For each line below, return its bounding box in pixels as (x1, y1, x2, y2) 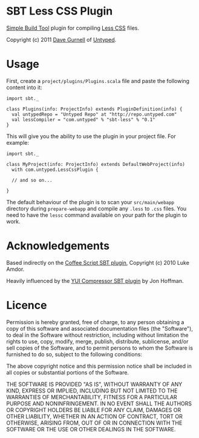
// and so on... (11, 177, 53, 183)
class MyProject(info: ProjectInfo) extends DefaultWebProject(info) (6, 161, 186, 167)
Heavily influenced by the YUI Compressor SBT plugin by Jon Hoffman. (6, 277, 184, 284)
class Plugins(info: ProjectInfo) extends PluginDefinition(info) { (6, 106, 183, 112)
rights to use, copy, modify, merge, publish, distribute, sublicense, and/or (6, 337, 189, 345)
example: (6, 139, 29, 146)
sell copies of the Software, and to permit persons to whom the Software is (6, 344, 194, 351)
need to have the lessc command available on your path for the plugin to (6, 211, 188, 219)
